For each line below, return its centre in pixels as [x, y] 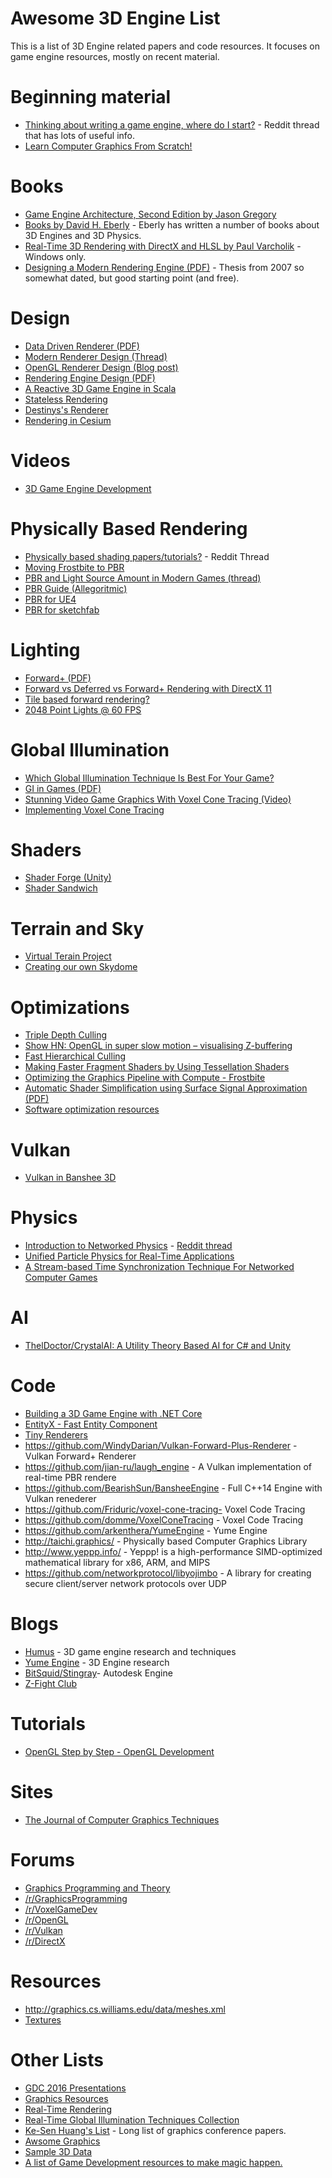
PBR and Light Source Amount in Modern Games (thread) [143, 578]
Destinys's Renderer [66, 409]
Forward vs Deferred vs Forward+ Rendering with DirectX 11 [148, 688]
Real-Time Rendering [68, 2109]
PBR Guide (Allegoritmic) [76, 588]
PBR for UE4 [50, 599]
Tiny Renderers [56, 1435]
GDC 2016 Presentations [75, 2088]
